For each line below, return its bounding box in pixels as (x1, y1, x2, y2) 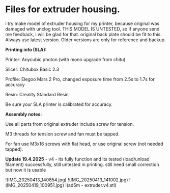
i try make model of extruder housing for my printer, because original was (5, 20, 160, 26)
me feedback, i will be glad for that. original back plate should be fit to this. (5, 31, 162, 37)
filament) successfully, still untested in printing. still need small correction (5, 161, 159, 168)
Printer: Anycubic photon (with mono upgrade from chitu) (5, 56, 126, 62)
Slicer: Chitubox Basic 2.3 (5, 66, 60, 72)
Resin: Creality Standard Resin (5, 91, 69, 97)
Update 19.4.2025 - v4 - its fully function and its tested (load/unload (5, 156, 150, 162)
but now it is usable (5, 167, 46, 173)
